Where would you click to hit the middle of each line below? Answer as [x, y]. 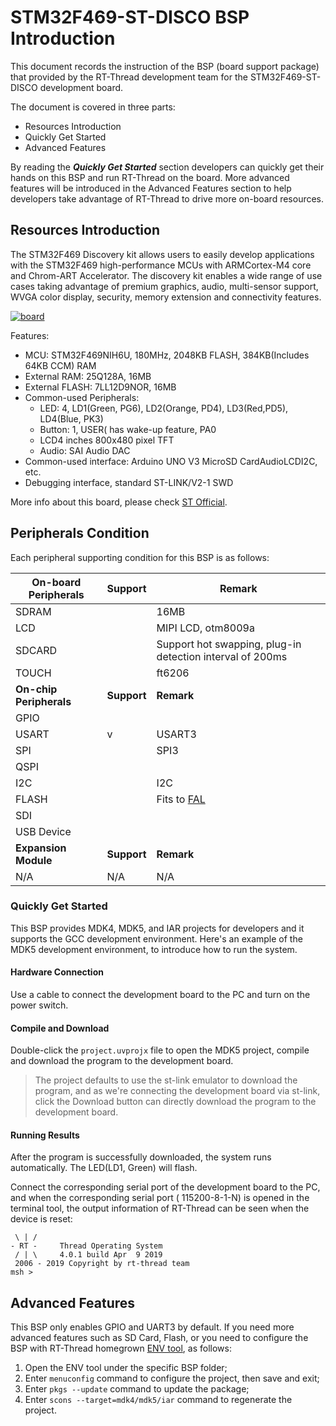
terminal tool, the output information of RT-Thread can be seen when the [160, 1208]
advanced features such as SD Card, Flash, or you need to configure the [159, 1338]
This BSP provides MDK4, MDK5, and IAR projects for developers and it [157, 928]
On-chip [36, 689]
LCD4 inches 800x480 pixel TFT [107, 440]
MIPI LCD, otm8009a [205, 628]
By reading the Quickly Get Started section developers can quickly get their [167, 167]
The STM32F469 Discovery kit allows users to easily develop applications [162, 254]
